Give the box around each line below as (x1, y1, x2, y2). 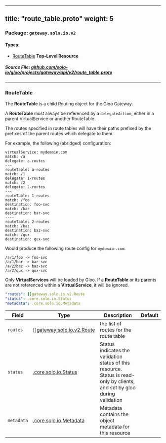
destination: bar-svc (5, 211, 50, 216)
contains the (99, 411, 129, 418)
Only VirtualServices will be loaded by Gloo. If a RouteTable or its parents (5, 277, 157, 283)
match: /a (5, 154, 26, 159)
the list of (99, 320, 122, 327)
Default (140, 312, 159, 319)
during (99, 390, 115, 397)
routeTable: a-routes (5, 167, 50, 172)
